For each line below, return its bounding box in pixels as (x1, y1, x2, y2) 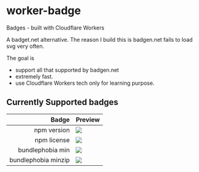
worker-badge (6, 4, 81, 18)
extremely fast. (15, 72, 53, 80)
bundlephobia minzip (9, 155, 70, 164)
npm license (34, 136, 70, 144)
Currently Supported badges (6, 97, 118, 107)
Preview (75, 115, 100, 123)
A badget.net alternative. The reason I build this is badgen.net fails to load (6, 36, 193, 43)
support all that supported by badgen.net (15, 66, 119, 74)
